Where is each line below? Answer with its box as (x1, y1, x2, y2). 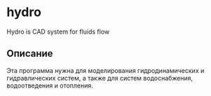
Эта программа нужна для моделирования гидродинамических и (6, 66, 205, 74)
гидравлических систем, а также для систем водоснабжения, (6, 74, 193, 82)
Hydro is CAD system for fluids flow (6, 27, 110, 36)
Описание (6, 48, 53, 60)
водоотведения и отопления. (6, 81, 94, 90)
